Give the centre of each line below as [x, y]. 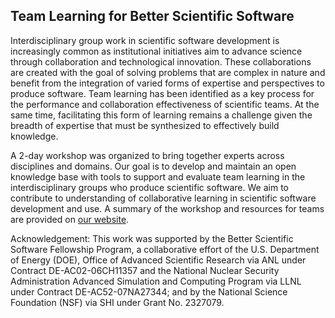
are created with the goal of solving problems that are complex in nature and [168, 72]
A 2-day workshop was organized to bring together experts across [147, 155]
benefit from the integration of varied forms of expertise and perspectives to [167, 83]
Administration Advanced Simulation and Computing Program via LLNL [156, 281]
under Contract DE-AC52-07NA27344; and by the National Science [149, 291]
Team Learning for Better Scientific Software [152, 16]
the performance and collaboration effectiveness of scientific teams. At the [165, 104]
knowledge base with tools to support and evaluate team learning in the [158, 176]
